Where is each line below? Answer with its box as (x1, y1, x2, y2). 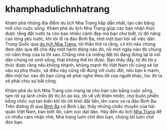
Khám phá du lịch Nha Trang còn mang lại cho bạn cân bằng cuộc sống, (5, 87, 154, 93)
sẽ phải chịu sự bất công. (5, 78, 57, 84)
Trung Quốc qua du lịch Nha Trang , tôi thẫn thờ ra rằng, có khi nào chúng (5, 41, 156, 47)
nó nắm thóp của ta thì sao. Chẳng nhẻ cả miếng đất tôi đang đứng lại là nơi (5, 51, 161, 58)
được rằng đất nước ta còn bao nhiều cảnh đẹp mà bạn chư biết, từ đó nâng (5, 30, 161, 36)
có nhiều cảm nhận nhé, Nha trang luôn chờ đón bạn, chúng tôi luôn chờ (5, 114, 154, 120)
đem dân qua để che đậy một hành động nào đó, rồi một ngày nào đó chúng (5, 46, 162, 52)
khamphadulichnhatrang (5, 3, 110, 15)
